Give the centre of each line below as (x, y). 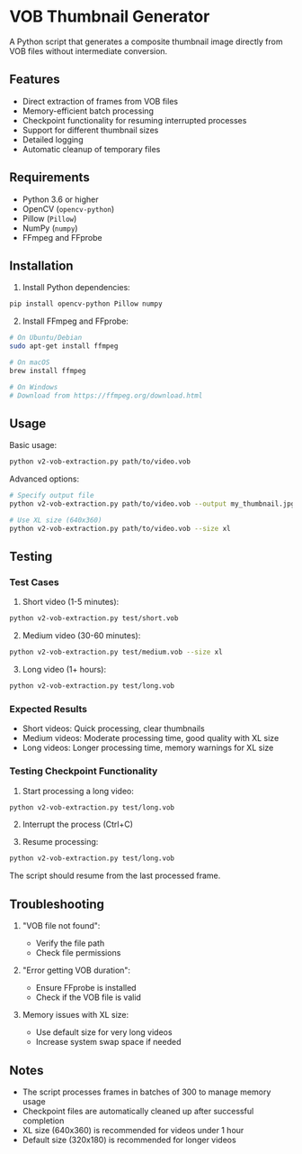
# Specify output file (52, 496)
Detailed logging (53, 139)
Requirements (49, 178)
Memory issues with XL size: (75, 1015)
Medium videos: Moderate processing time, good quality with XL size (151, 738)
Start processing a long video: (78, 791)
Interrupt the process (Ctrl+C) (77, 824)
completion (43, 1121)
